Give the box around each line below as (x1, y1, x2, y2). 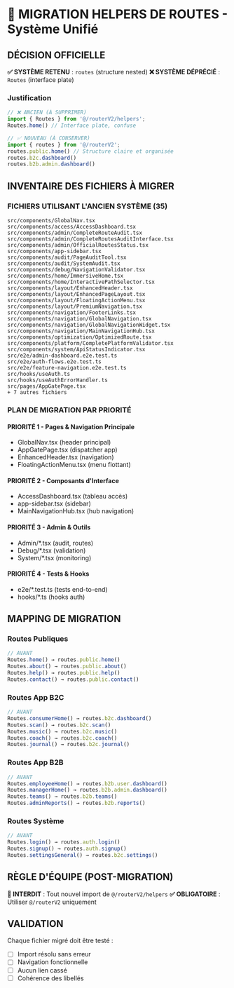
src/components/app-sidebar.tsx (7, 248, 102, 255)
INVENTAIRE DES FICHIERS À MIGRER (7, 180, 175, 192)
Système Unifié (7, 21, 99, 37)
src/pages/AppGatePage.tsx (7, 382, 86, 390)
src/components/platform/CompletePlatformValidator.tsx (7, 339, 174, 346)
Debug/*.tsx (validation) (17, 546, 86, 555)
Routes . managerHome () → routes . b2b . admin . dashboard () (7, 787, 168, 794)
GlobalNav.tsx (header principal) (17, 438, 111, 447)
